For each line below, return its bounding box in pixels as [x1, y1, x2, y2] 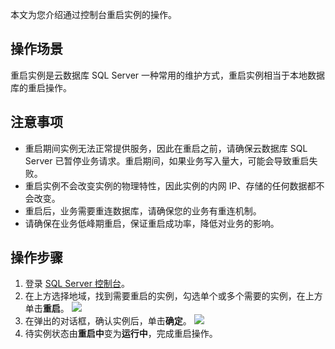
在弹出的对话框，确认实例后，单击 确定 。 [24, 315, 192, 327]
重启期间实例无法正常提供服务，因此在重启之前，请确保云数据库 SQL [24, 142, 308, 154]
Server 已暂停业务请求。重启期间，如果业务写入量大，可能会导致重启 [24, 154, 310, 167]
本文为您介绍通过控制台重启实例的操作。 [10, 9, 177, 20]
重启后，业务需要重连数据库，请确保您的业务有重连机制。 [24, 204, 262, 217]
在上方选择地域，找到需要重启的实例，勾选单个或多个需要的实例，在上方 [24, 290, 323, 302]
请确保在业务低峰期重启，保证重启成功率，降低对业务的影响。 [24, 217, 280, 229]
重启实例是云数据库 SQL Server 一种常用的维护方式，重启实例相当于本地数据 [10, 69, 326, 81]
